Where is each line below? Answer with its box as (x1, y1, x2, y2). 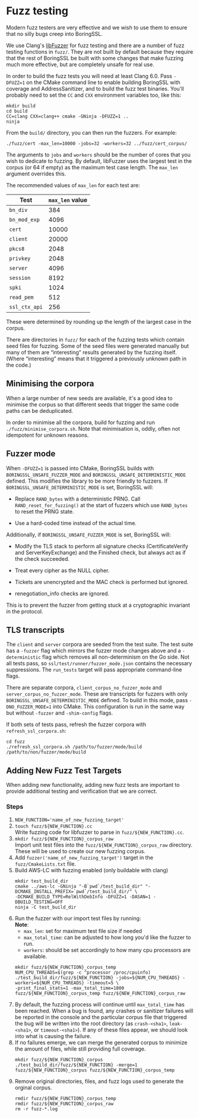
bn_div (9, 206, 28, 213)
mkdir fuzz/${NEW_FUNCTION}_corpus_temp (14, 965, 116, 971)
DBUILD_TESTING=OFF (14, 899, 64, 905)
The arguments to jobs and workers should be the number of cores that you (6, 151, 191, 158)
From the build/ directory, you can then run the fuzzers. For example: (6, 129, 177, 136)
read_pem (9, 294, 34, 301)
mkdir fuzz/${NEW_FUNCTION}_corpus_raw (14, 836, 114, 842)
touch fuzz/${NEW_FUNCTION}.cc (14, 823, 93, 830)
